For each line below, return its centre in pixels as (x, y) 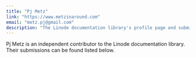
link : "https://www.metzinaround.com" (53, 17)
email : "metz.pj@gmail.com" (40, 22)
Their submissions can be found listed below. (60, 50)
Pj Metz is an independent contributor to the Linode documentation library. (96, 44)
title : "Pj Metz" (27, 11)
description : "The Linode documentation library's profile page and (91, 28)
